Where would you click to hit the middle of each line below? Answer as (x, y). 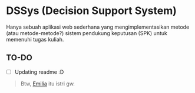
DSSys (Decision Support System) (91, 11)
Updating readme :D (39, 72)
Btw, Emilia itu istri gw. (48, 84)
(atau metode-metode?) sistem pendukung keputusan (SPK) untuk (87, 33)
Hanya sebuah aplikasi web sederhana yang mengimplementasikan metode (98, 27)
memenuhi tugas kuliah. (35, 39)
